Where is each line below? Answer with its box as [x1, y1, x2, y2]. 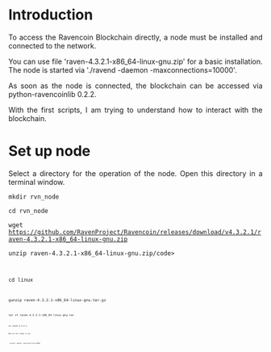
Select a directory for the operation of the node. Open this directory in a [8, 168, 263, 178]
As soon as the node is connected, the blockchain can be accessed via [8, 81, 263, 90]
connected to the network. [8, 40, 97, 50]
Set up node [8, 142, 91, 161]
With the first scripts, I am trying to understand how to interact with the [8, 105, 263, 115]
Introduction [8, 6, 94, 24]
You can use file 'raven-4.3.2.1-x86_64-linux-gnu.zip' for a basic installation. [8, 57, 263, 66]
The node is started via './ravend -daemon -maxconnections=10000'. [8, 65, 237, 74]
